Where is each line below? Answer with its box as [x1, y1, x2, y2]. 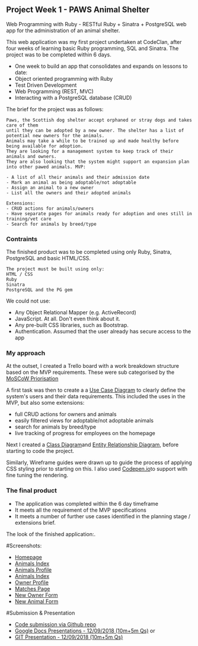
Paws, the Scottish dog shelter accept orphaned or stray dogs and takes [6, 117, 193, 123]
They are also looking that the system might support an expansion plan [6, 159, 190, 165]
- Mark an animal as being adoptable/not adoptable [6, 179, 136, 185]
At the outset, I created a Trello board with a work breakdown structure [6, 363, 180, 370]
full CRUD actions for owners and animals [14, 411, 117, 418]
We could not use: [6, 297, 50, 305]
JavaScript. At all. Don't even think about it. [14, 315, 120, 323]
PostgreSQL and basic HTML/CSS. [6, 255, 91, 262]
